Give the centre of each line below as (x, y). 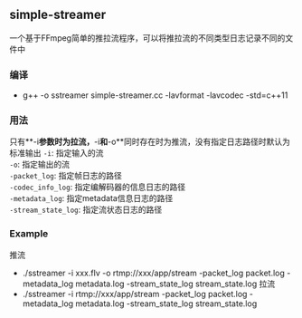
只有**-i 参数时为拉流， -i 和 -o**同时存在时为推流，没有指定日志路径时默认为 (150, 142)
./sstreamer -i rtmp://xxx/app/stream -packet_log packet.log (135, 294)
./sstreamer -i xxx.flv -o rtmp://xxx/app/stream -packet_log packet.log (153, 273)
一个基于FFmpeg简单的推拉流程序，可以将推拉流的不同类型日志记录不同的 (147, 38)
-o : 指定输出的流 (40, 164)
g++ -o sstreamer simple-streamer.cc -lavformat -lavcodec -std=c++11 (155, 95)
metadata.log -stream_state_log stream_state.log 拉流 (175, 284)
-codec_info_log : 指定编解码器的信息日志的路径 (98, 187)
